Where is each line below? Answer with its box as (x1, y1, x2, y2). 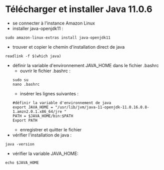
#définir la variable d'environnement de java (12, 100, 111, 105)
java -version (5, 141, 35, 146)
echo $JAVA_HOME (5, 160, 39, 165)
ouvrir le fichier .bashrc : (19, 68, 71, 74)
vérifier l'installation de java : (12, 132, 72, 138)
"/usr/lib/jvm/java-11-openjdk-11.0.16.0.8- (54, 104, 149, 110)
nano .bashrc (12, 82, 40, 87)
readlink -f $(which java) (5, 54, 61, 59)
